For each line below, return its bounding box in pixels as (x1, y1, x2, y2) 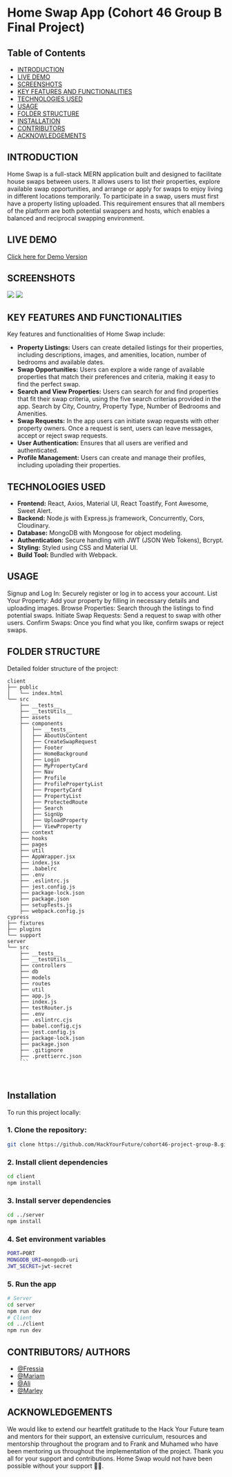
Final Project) (7, 19, 85, 35)
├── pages (19, 841, 48, 848)
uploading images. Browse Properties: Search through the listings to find (7, 604, 214, 612)
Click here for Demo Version (7, 252, 88, 261)
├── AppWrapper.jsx (19, 853, 76, 860)
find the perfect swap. (17, 380, 81, 389)
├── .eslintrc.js (19, 877, 70, 884)
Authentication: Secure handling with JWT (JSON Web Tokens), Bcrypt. (17, 536, 224, 544)
